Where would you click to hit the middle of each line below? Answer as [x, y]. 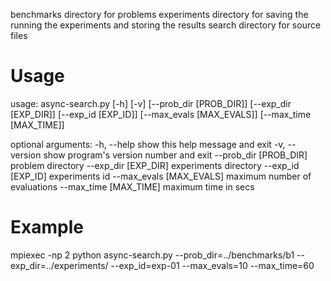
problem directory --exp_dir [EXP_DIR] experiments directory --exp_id [155, 165]
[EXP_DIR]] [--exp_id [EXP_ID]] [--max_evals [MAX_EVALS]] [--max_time [161, 114]
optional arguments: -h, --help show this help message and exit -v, [148, 144]
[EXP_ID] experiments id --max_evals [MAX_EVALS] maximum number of [161, 176]
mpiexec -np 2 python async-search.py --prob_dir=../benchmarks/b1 [152, 255]
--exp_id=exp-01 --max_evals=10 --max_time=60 [212, 265]
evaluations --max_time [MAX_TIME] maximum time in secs [132, 186]
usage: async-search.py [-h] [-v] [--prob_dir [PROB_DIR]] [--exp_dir [151, 103]
